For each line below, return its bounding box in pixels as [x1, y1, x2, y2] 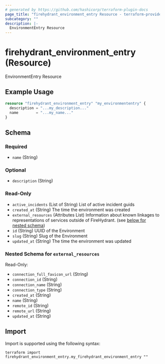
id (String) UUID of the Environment [12, 227, 85, 233]
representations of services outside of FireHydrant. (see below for [12, 217, 146, 223]
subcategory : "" [5, 16, 38, 21]
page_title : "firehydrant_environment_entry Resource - [5, 12, 122, 17]
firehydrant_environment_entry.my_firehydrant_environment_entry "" [5, 354, 148, 359]
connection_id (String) [12, 276, 58, 282]
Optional [5, 166, 26, 173]
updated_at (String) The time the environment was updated [12, 238, 132, 244]
